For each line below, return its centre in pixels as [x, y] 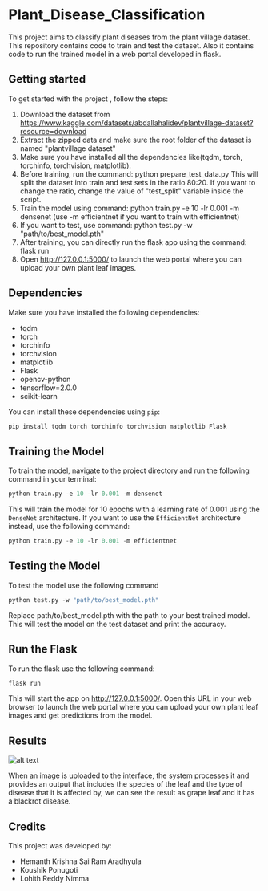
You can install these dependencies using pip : [84, 412]
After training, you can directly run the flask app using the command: [133, 242]
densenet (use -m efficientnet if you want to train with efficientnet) [130, 216]
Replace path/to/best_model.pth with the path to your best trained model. [129, 615]
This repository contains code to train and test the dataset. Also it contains [131, 45]
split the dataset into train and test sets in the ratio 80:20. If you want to [138, 182]
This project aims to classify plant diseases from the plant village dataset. [129, 37]
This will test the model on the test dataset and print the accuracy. [117, 624]
